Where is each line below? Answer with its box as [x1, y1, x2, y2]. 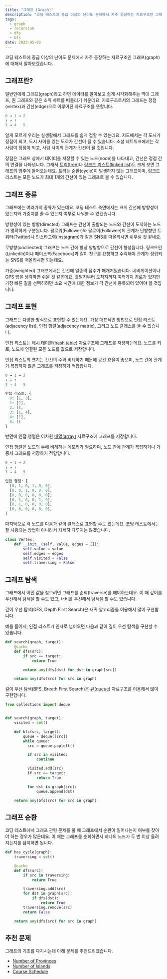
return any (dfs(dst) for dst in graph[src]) [23, 667, 117, 672]
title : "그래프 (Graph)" [5, 7, 54, 13]
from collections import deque [5, 702, 70, 707]
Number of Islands [12, 963, 51, 969]
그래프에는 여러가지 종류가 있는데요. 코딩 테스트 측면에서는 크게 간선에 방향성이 [5, 205, 159, 210]
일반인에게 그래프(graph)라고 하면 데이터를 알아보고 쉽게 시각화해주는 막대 [5, 91, 150, 97]
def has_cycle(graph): [5, 850, 52, 855]
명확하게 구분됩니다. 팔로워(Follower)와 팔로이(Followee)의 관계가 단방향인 [10, 228, 157, 233]
